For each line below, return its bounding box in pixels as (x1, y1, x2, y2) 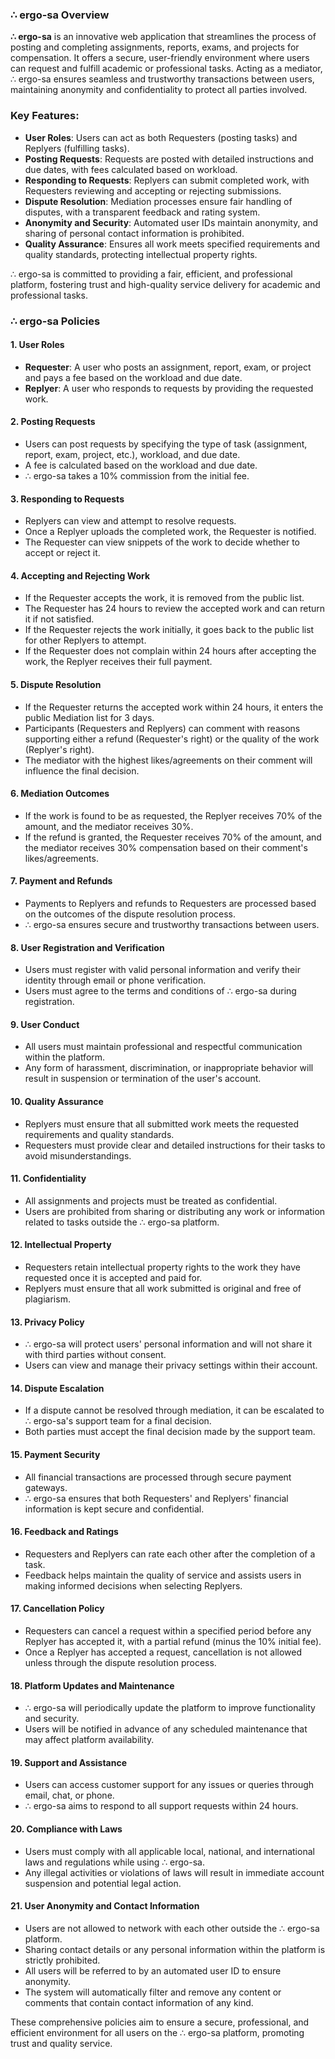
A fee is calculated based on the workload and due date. (24, 459, 258, 471)
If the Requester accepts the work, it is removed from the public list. (24, 592, 305, 604)
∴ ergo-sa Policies (10, 314, 101, 328)
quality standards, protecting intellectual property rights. (24, 248, 258, 260)
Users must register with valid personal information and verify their (24, 964, 301, 976)
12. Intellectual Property (10, 1239, 112, 1251)
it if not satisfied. (24, 613, 95, 625)
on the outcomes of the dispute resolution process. (24, 908, 237, 920)
